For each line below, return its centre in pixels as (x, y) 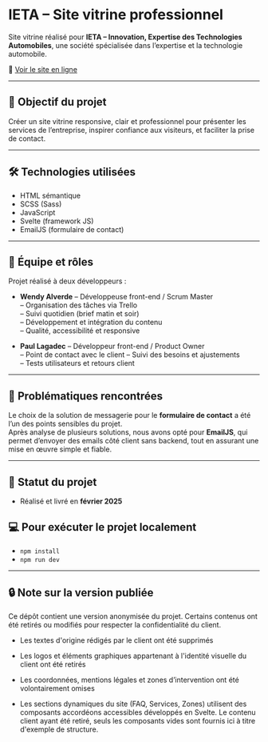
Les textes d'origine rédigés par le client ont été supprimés (116, 640)
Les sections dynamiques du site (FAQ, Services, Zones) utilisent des (133, 704)
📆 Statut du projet (53, 482)
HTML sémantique (50, 195)
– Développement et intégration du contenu (91, 323)
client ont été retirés (53, 664)
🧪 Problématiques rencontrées (86, 396)
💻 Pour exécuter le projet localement (102, 527)
